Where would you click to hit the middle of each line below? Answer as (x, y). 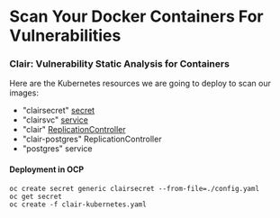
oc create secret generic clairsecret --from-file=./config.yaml (134, 188)
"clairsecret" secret (59, 111)
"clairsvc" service (55, 120)
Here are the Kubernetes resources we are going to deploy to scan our (140, 84)
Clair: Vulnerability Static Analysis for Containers (119, 64)
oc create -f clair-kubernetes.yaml (78, 204)
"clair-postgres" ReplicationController (92, 139)
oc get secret (36, 196)
